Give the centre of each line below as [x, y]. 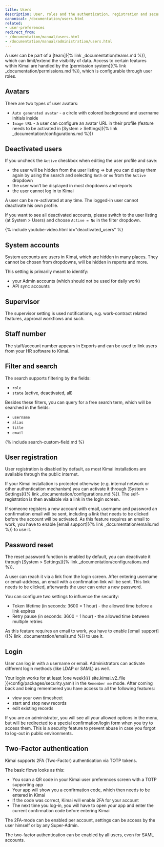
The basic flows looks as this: [35, 770]
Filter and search [31, 367]
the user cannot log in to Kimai [43, 191]
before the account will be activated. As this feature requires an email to [77, 519]
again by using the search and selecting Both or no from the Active [79, 175]
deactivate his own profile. [32, 205]
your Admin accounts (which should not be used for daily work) [76, 281]
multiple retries [27, 622]
